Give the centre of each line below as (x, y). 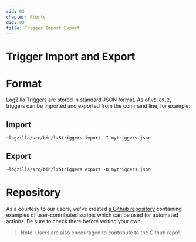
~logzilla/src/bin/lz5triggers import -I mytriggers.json (78, 138)
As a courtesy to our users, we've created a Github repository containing (94, 209)
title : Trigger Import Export (43, 28)
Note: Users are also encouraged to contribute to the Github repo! (100, 233)
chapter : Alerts (26, 17)
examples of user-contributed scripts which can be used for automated (92, 215)
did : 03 (16, 22)
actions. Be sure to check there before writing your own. (74, 221)
